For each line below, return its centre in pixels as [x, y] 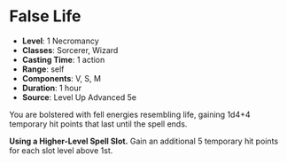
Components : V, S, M [62, 78]
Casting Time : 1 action [63, 59]
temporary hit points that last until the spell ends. [98, 124]
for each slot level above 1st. [61, 150]
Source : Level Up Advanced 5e [79, 97]
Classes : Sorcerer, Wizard [70, 50]
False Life [45, 16]
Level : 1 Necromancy [60, 41]
